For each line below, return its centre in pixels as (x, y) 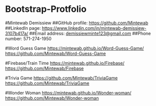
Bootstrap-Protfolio (46, 9)
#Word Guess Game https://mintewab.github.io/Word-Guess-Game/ (75, 48)
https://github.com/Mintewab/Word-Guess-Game (55, 53)
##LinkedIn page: (23, 28)
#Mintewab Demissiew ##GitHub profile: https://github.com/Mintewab (77, 23)
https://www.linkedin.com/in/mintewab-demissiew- (94, 28)
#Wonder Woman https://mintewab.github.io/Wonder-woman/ (68, 93)
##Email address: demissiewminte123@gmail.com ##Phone (90, 33)
